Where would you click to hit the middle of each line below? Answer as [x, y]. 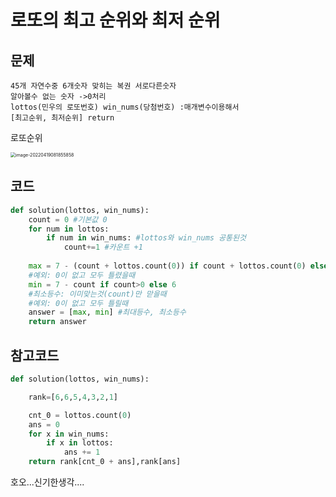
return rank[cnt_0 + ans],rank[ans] [105, 462]
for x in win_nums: [69, 434]
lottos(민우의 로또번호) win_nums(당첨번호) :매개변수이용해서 [125, 107]
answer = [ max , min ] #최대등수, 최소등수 [107, 312]
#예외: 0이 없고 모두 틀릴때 [78, 303]
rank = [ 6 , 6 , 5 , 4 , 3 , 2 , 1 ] [73, 397]
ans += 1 [82, 452]
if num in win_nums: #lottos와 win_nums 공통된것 [146, 238]
